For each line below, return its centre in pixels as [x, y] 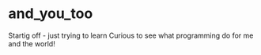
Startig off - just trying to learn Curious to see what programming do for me [131, 35]
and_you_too [51, 14]
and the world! [32, 43]
